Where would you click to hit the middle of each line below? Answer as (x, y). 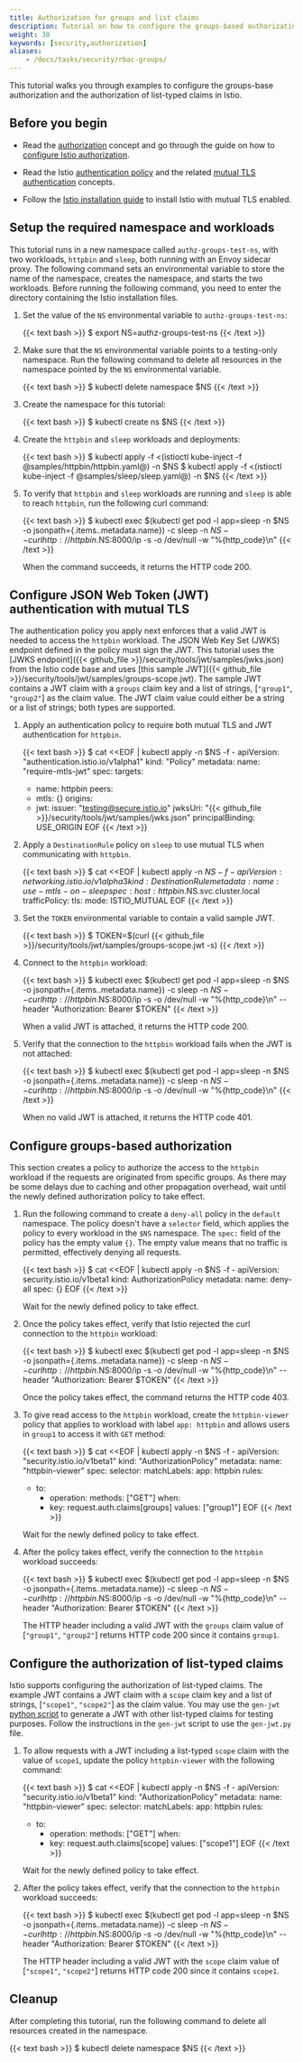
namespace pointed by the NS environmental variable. (122, 369)
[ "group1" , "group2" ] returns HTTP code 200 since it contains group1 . (151, 1635)
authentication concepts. (69, 182)
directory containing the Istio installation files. (94, 297)
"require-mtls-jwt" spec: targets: (83, 771)
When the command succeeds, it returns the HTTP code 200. (137, 566)
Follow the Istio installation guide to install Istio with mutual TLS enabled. (156, 199)
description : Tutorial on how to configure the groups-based (127, 26)
